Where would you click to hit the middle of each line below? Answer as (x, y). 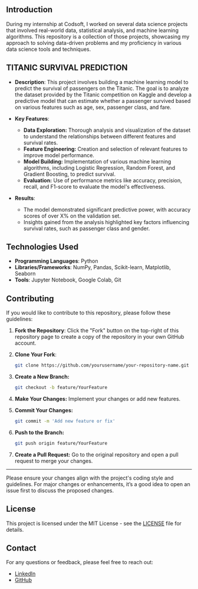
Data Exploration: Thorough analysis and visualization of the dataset (107, 130)
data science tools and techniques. (49, 49)
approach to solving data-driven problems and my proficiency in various (94, 43)
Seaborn (25, 274)
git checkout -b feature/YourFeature (61, 388)
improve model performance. (59, 155)
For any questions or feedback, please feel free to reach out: (80, 562)
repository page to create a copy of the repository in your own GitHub (99, 337)
